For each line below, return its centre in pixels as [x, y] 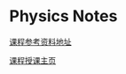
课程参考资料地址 [40, 41]
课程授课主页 [32, 60]
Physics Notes [63, 16]
